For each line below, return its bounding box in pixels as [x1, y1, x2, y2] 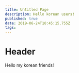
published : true [5, 16, 38, 21]
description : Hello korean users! [5, 12, 75, 17]
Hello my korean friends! [5, 62, 54, 68]
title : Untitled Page [5, 7, 49, 12]
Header [5, 46, 35, 57]
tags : [5, 25, 16, 30]
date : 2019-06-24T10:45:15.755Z [5, 20, 70, 26]
